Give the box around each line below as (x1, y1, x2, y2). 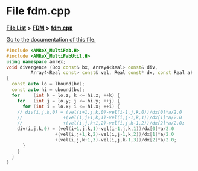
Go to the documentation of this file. (6, 36, 96, 43)
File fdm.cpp (6, 4, 71, 18)
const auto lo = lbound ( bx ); (11, 81, 85, 87)
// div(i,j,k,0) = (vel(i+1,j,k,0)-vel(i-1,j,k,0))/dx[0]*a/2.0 (17, 109, 182, 115)
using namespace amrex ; (6, 58, 66, 64)
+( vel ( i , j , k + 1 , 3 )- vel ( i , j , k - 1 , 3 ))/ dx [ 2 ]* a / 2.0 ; (54, 137, 177, 143)
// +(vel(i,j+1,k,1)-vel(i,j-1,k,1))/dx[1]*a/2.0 (17, 114, 182, 121)
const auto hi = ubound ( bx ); (11, 87, 85, 93)
